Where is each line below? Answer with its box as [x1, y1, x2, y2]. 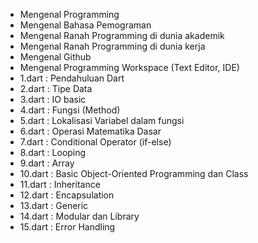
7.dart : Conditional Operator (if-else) [19, 136, 172, 148]
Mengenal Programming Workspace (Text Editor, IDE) [19, 62, 240, 73]
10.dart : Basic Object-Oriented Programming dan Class [19, 168, 249, 179]
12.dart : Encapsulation [19, 189, 115, 201]
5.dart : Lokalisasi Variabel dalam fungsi [19, 115, 185, 126]
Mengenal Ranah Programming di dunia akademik [19, 30, 225, 41]
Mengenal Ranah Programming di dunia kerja [19, 40, 206, 52]
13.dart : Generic [19, 200, 89, 211]
